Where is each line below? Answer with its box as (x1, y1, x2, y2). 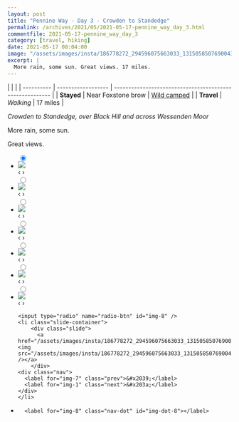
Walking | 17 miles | (7, 98, 64, 107)
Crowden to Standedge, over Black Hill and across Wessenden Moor (7, 112, 209, 120)
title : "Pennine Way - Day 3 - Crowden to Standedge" (7, 17, 171, 24)
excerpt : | (7, 57, 40, 64)
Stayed (59, 91, 82, 99)
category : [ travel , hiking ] (7, 37, 91, 44)
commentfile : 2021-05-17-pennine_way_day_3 (7, 30, 139, 38)
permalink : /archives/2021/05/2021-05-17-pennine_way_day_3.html (7, 24, 205, 31)
